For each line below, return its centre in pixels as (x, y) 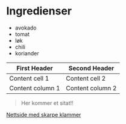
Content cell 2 (86, 78)
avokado (26, 28)
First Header (34, 68)
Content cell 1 (29, 78)
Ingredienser (39, 11)
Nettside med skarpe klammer (44, 114)
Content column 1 (35, 88)
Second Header (91, 68)
